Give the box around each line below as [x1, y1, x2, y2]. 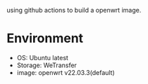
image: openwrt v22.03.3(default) [16, 68, 116, 76]
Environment [6, 31, 84, 46]
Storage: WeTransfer [16, 61, 77, 69]
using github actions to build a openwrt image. [6, 6, 142, 14]
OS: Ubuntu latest [16, 53, 68, 62]
